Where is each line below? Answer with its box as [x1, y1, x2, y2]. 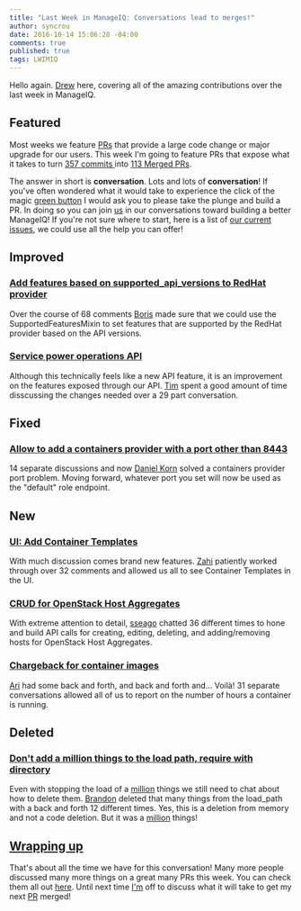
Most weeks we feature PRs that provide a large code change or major [9, 139, 270, 149]
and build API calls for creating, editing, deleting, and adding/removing [9, 627, 271, 638]
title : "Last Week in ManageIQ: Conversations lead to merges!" [9, 13, 255, 23]
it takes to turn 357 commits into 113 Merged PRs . [9, 158, 192, 169]
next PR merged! [9, 891, 72, 902]
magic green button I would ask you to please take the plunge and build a [9, 194, 281, 205]
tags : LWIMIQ [9, 55, 58, 64]
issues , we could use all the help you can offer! [9, 223, 184, 234]
